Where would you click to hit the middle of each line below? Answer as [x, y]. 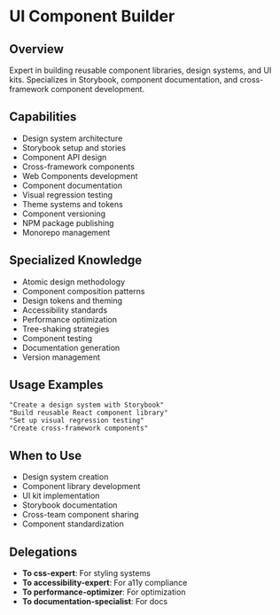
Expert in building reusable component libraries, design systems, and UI [140, 70]
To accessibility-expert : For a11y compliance [105, 583]
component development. [97, 89]
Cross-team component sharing [80, 515]
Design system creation [65, 477]
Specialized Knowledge [76, 260]
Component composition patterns [83, 291]
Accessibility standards [65, 310]
